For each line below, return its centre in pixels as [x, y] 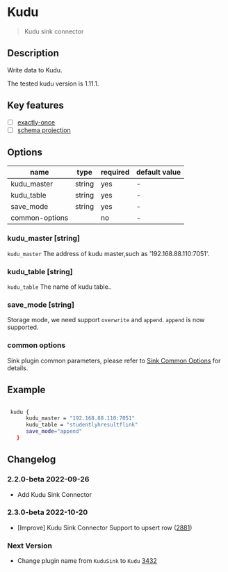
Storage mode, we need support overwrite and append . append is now [106, 320]
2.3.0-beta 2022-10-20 [48, 512]
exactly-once [36, 122]
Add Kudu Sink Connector [55, 494]
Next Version [30, 546]
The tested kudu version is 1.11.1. [53, 84]
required [115, 172]
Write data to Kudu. [35, 70]
